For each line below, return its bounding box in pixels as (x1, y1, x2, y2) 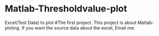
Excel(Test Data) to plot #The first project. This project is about (5, 19, 137, 25)
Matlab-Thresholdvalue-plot (5, 3, 128, 14)
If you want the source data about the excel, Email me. (21, 24, 136, 30)
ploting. (5, 24, 21, 30)
